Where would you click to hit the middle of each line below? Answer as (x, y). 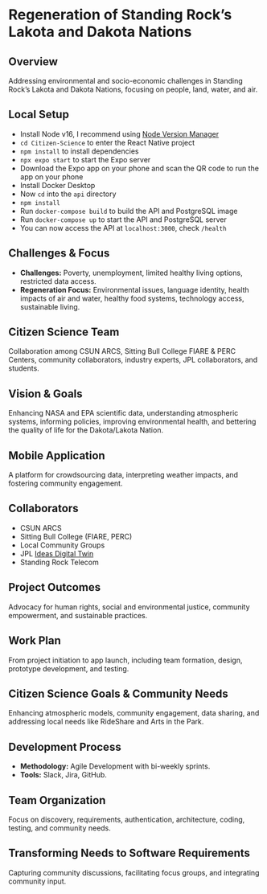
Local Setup (39, 115)
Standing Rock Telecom (59, 562)
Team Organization (57, 800)
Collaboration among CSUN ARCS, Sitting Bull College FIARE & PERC (122, 351)
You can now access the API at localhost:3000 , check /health (123, 228)
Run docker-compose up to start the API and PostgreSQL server (123, 219)
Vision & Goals (45, 394)
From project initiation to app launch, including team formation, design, (125, 660)
